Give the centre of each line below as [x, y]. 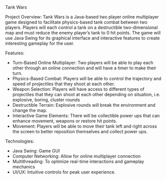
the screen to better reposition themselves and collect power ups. [80, 131]
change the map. [30, 110]
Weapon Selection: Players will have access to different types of [78, 89]
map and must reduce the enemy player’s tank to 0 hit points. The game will [83, 33]
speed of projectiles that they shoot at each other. [64, 84]
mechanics [24, 167]
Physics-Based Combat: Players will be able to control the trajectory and [87, 79]
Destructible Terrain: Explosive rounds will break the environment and [84, 105]
